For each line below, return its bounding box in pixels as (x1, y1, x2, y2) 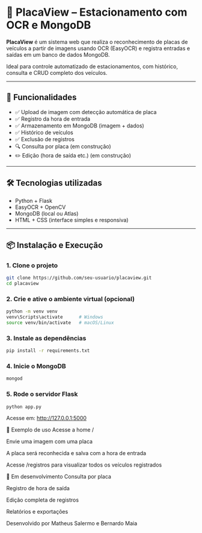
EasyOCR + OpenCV (14, 203, 66, 211)
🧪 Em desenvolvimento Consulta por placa (6, 473, 111, 480)
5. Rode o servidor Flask (6, 390, 78, 398)
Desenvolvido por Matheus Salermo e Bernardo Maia (6, 520, 138, 527)
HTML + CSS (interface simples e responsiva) (14, 216, 129, 223)
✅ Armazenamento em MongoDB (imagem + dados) (14, 122, 144, 129)
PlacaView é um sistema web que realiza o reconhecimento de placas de (6, 38, 188, 45)
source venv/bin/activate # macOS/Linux (6, 320, 114, 326)
